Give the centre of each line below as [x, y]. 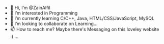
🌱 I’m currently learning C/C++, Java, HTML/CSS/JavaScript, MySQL [82, 18]
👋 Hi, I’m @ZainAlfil [30, 8]
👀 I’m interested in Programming [44, 13]
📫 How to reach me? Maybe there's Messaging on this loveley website [85, 29]
